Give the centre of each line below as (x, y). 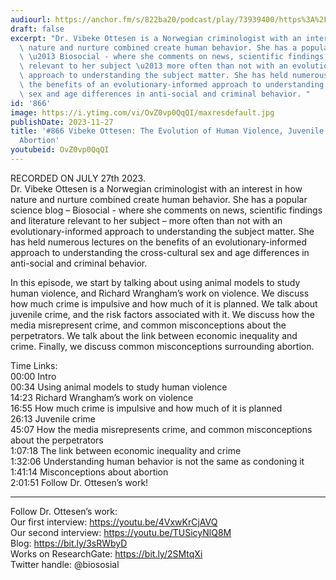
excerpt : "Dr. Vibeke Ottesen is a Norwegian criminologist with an (156, 38)
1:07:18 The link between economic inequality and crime (126, 450)
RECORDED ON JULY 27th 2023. (78, 178)
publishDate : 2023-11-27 (62, 122)
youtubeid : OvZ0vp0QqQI (60, 150)
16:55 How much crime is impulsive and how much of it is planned (146, 408)
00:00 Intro (33, 376)
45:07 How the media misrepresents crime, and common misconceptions (161, 429)
